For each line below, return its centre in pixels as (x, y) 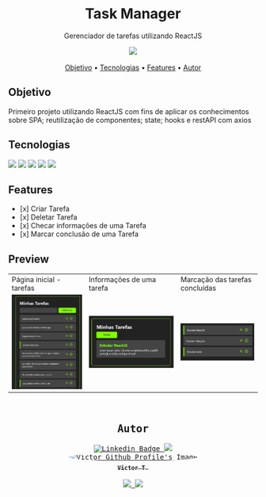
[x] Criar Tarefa (44, 209)
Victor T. (133, 468)
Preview (29, 259)
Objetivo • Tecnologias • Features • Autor (133, 67)
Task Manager (133, 14)
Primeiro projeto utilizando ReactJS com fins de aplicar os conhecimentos (129, 111)
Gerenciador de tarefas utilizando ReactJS (133, 36)
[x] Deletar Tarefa (48, 217)
